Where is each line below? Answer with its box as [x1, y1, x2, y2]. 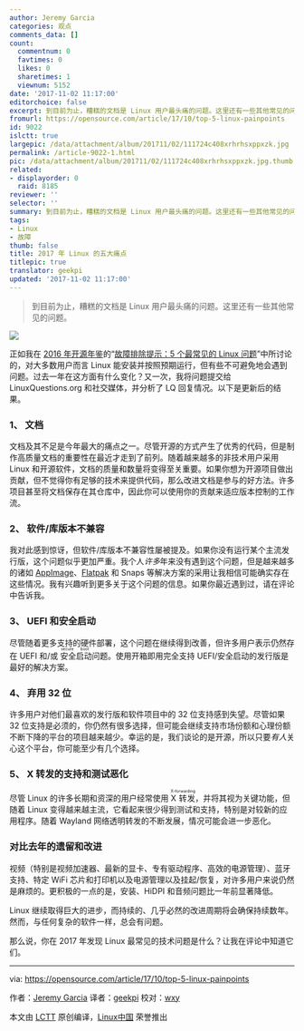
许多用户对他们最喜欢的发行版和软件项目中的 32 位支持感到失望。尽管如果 [9, 708, 286, 719]
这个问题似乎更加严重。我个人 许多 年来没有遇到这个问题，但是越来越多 [33, 556, 295, 567]
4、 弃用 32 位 [9, 686, 71, 699]
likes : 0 [17, 64, 51, 73]
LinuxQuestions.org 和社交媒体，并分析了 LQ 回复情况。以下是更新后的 [9, 382, 274, 393]
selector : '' [9, 199, 59, 209]
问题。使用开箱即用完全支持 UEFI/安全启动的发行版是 [91, 650, 290, 661]
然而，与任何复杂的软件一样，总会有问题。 [9, 916, 168, 927]
